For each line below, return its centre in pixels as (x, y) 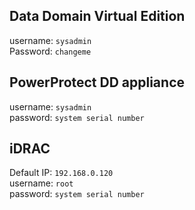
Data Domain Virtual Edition (97, 16)
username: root (41, 183)
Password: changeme (50, 51)
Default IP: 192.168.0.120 (61, 173)
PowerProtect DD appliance (97, 82)
